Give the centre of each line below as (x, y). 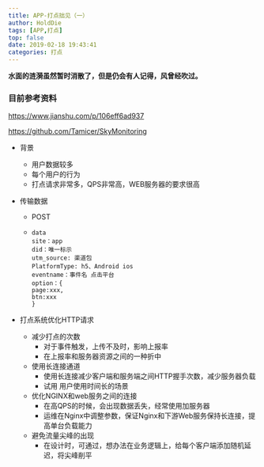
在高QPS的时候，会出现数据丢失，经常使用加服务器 (127, 406)
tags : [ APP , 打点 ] (36, 30)
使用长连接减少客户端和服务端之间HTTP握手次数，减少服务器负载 (149, 376)
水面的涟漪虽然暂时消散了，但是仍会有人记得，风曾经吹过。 (105, 76)
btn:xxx (44, 298)
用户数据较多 (52, 165)
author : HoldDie (35, 23)
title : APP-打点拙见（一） (48, 15)
